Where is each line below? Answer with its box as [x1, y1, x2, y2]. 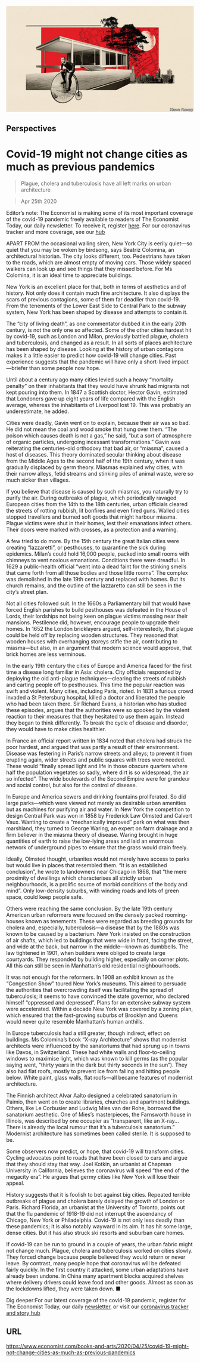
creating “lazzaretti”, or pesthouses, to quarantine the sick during [6, 544, 166, 551]
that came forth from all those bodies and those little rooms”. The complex [6, 569, 189, 576]
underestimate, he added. [6, 408, 70, 415]
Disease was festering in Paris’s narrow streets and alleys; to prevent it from [6, 750, 192, 757]
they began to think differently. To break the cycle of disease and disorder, [6, 719, 189, 726]
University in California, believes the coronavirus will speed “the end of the [6, 1167, 189, 1174]
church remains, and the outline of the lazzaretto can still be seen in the [6, 582, 182, 589]
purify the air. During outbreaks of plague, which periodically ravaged [6, 494, 177, 501]
